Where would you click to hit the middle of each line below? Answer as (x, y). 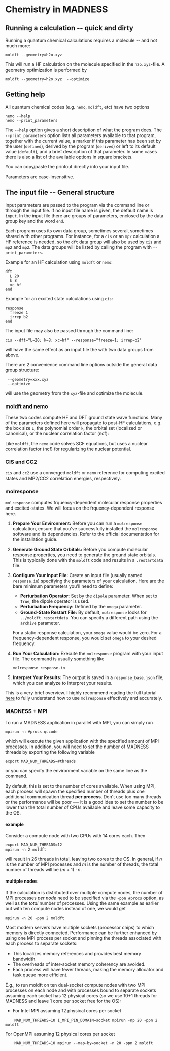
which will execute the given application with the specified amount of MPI (82, 741)
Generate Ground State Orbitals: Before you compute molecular (80, 549)
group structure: (22, 370)
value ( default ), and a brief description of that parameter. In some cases (81, 151)
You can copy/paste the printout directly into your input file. (67, 166)
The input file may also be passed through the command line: (69, 330)
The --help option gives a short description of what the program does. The (84, 130)
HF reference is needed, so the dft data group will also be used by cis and (83, 242)
